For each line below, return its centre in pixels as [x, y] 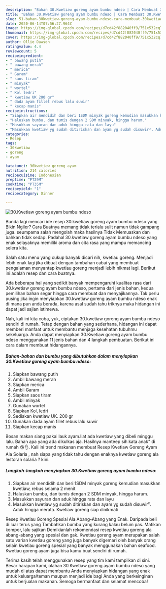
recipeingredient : [24, 56]
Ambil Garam [26, 390]
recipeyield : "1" [23, 189]
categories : [18, 134]
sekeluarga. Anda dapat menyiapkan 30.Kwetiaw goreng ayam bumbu [77, 334]
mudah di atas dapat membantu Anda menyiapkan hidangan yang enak [78, 571]
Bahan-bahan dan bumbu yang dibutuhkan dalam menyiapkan [72, 356]
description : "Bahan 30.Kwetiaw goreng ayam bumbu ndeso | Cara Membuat [82, 10]
